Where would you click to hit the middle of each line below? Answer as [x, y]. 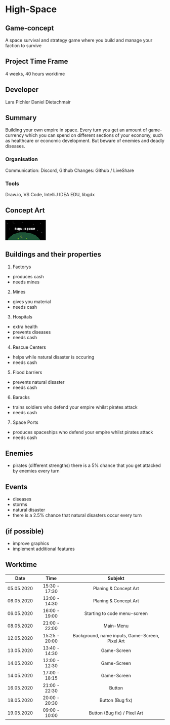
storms [20, 504]
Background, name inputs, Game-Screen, [116, 635]
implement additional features [44, 549]
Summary [21, 118]
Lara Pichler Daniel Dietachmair [38, 102]
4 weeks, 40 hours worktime [35, 74]
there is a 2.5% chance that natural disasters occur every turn [77, 515]
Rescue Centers [29, 347]
